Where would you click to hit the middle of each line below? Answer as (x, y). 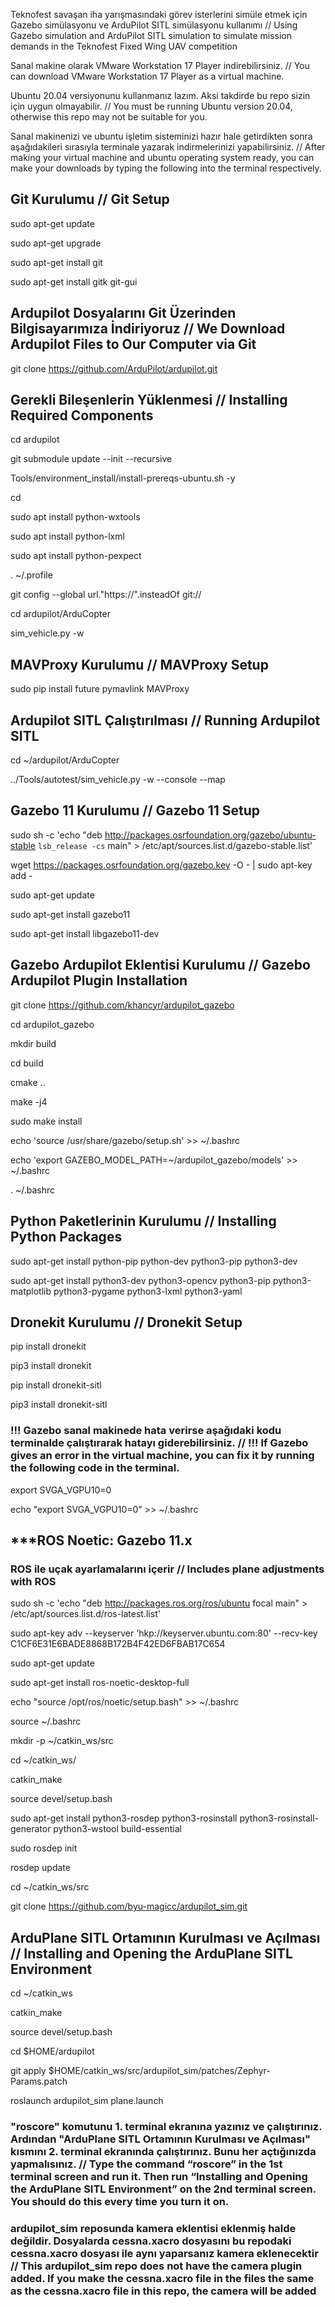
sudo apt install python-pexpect (76, 556)
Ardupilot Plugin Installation (99, 980)
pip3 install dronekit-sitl (59, 1405)
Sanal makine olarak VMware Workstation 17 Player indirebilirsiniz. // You (160, 65)
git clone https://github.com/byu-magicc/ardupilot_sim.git (129, 1906)
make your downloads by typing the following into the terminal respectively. (166, 168)
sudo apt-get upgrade (56, 243)
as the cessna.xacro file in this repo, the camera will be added (163, 2291)
